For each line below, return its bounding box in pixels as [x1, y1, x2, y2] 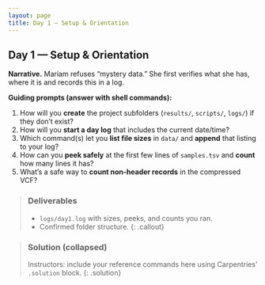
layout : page [8, 11, 51, 20]
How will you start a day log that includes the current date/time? [19, 125, 230, 135]
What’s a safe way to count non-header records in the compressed [19, 167, 241, 177]
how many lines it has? [19, 159, 94, 169]
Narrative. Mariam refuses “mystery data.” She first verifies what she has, [8, 69, 251, 79]
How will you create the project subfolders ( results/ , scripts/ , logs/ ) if [19, 108, 255, 118]
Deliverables [27, 196, 78, 207]
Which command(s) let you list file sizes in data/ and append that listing [19, 134, 257, 143]
